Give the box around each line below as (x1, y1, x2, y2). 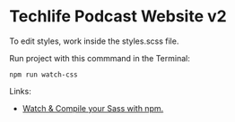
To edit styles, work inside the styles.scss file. (9, 36, 179, 46)
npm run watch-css (9, 69, 78, 79)
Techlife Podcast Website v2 (9, 6, 227, 27)
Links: (9, 85, 31, 96)
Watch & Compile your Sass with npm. (22, 102, 164, 113)
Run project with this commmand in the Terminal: (9, 53, 190, 63)
